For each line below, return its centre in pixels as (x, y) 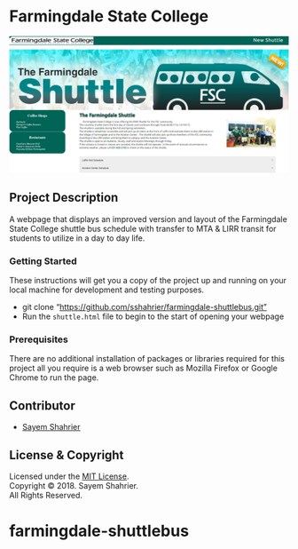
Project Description (64, 198)
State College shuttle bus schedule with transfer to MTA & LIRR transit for (143, 228)
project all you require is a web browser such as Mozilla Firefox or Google (143, 368)
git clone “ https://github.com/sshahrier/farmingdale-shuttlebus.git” (145, 307)
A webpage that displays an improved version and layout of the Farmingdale (149, 219)
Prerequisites (39, 339)
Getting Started (43, 261)
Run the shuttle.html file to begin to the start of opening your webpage (153, 316)
